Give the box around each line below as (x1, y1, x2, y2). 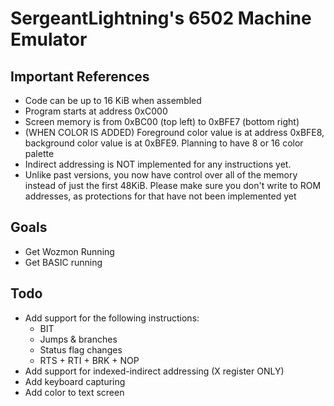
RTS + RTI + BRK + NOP (39, 354, 140, 366)
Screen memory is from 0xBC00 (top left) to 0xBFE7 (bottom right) (24, 116, 300, 127)
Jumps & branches (39, 333, 118, 345)
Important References (10, 68, 150, 85)
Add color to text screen (24, 386, 125, 398)
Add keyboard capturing (24, 375, 126, 387)
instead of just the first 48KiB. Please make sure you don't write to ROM (24, 180, 322, 191)
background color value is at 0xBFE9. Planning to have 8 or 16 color (24, 137, 304, 149)
